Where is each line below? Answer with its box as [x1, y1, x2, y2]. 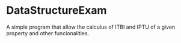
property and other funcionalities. [6, 29, 90, 36]
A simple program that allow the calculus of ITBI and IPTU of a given [6, 23, 176, 30]
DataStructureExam [6, 4, 107, 17]
